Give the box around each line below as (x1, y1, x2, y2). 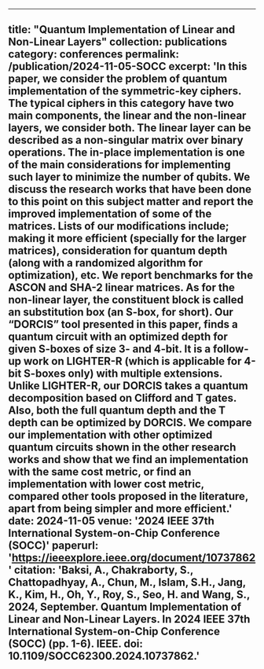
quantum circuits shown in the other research (8, 441, 236, 454)
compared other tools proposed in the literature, (8, 490, 249, 503)
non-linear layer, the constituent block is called (8, 293, 244, 307)
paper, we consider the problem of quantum (8, 72, 228, 86)
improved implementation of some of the (8, 208, 212, 221)
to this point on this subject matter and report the (8, 195, 254, 208)
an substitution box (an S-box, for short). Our (8, 306, 234, 319)
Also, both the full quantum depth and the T (8, 404, 226, 417)
